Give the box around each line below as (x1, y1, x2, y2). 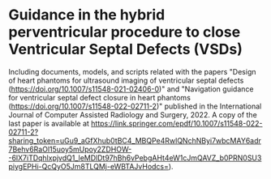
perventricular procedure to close (8, 23, 241, 41)
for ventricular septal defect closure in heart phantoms (8, 92, 191, 102)
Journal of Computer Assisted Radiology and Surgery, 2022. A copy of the (8, 109, 257, 119)
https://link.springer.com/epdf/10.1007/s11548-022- (90, 118, 263, 128)
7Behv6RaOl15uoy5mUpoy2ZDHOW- (8, 144, 132, 154)
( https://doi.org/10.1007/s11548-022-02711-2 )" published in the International (8, 101, 262, 111)
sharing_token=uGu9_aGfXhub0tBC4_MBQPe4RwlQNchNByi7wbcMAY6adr (8, 135, 262, 145)
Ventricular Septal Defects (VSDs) (8, 40, 243, 58)
